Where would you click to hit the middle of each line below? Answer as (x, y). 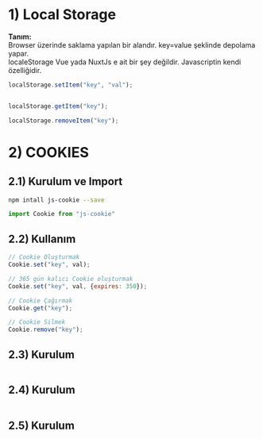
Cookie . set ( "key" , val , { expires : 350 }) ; (78, 286)
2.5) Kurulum (42, 426)
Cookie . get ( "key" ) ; (41, 308)
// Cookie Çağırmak (41, 300)
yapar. (19, 53)
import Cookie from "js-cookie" (62, 214)
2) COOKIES (49, 152)
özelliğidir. (25, 70)
